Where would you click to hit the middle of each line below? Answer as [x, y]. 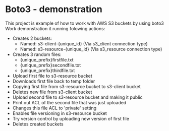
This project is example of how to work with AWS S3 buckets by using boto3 [84, 23]
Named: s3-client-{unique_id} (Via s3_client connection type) [84, 43]
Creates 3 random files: [37, 54]
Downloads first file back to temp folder [54, 81]
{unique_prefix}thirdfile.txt [47, 70]
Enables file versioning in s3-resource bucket [60, 113]
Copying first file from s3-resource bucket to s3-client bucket [77, 86]
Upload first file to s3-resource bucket [52, 76]
